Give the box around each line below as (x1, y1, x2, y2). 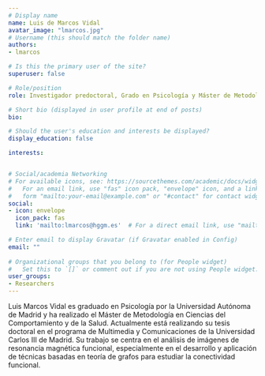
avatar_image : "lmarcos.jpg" (8, 26, 104, 34)
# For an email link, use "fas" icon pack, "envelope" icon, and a (8, 185, 242, 193)
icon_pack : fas (15, 214, 65, 222)
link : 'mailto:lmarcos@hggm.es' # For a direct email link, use (15, 222, 235, 230)
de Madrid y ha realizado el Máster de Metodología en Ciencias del (8, 310, 226, 319)
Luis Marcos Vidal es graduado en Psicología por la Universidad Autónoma (8, 302, 251, 310)
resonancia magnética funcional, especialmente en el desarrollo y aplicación (8, 344, 257, 352)
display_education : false (8, 135, 93, 143)
